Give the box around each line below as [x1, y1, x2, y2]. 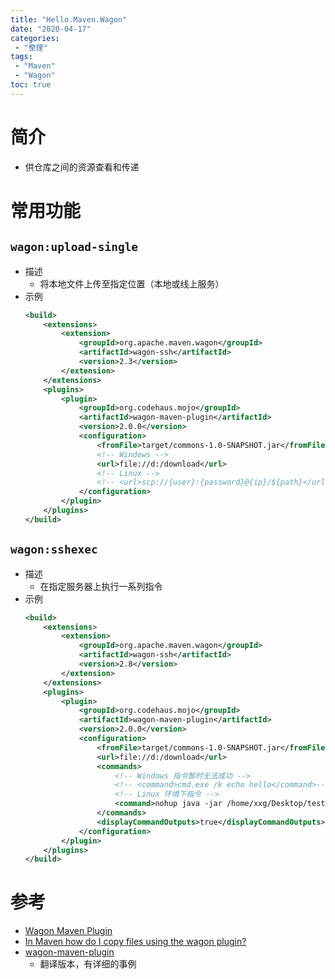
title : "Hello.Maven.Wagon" [10, 14, 128, 25]
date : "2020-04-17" [10, 24, 92, 34]
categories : [10, 33, 60, 43]
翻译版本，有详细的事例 [39, 958, 137, 970]
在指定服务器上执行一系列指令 [39, 580, 163, 592]
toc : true [10, 80, 52, 90]
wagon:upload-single [10, 240, 139, 255]
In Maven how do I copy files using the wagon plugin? [24, 936, 247, 948]
